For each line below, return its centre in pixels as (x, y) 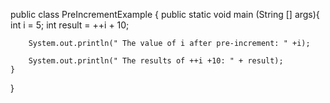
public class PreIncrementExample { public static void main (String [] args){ (165, 14)
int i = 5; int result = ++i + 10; (70, 25)
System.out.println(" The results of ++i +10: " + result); (156, 61)
